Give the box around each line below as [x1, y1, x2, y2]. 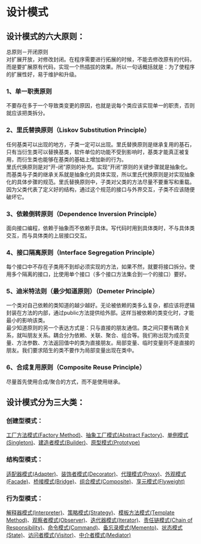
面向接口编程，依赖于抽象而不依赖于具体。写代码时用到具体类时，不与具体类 [6, 224, 195, 232]
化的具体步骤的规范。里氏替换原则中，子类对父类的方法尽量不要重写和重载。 [6, 178, 195, 185]
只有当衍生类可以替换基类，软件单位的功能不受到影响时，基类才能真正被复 [6, 148, 190, 155]
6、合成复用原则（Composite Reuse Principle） [6, 363, 146, 372]
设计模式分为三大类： [6, 397, 85, 408]
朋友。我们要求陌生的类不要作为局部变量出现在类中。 [6, 347, 138, 354]
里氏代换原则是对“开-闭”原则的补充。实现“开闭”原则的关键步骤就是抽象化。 [6, 163, 191, 170]
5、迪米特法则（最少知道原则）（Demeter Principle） [6, 287, 159, 296]
